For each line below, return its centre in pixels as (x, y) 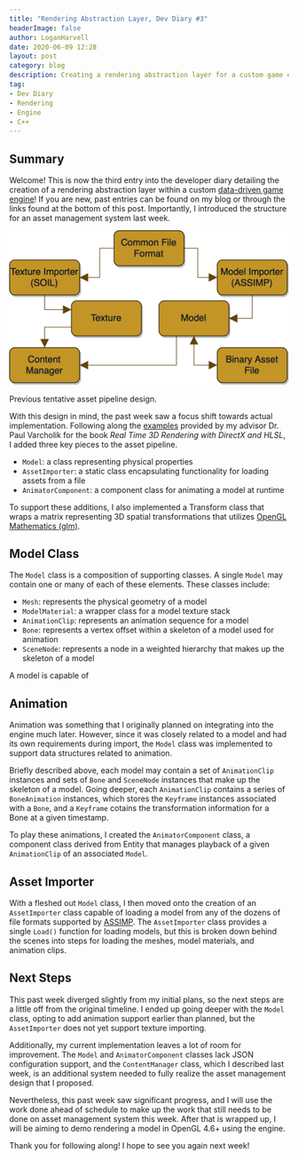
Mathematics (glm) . (45, 526)
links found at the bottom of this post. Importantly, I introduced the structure (148, 209)
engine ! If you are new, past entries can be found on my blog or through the (147, 199)
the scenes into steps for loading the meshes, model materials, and (132, 941)
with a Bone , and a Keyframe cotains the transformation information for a (139, 808)
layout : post (33, 56)
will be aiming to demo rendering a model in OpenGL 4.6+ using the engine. (147, 1128)
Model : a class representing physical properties (107, 461)
